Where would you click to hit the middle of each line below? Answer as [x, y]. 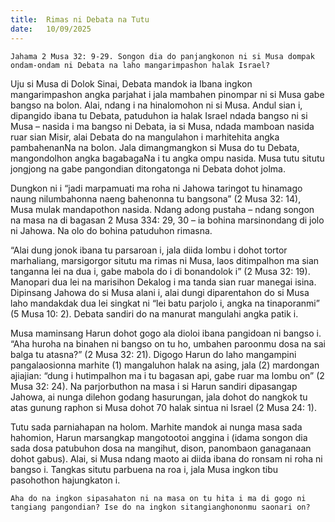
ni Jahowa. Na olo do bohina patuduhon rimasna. [111, 230]
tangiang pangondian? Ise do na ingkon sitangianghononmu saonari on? [160, 507]
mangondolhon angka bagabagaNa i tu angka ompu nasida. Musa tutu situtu [167, 158]
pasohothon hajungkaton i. [65, 480]
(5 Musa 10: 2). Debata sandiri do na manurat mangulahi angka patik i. [154, 313]
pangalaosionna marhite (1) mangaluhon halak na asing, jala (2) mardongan [165, 365]
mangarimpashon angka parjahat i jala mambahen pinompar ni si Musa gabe [167, 94]
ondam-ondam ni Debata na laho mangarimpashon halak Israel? [140, 65]
